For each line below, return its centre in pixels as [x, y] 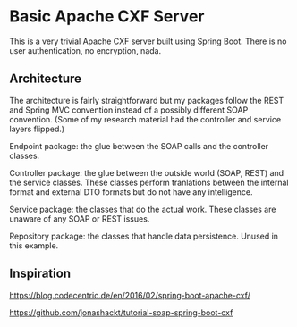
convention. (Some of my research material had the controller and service [145, 119]
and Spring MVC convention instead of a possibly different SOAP [129, 110]
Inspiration [40, 274]
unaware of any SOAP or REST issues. [80, 218]
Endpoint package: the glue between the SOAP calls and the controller [139, 146]
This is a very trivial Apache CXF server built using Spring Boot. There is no [148, 41]
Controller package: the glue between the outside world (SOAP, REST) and [147, 172]
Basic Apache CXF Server [107, 17]
